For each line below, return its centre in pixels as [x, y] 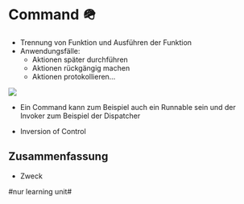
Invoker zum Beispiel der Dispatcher [80, 116]
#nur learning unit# [40, 191]
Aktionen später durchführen [80, 59]
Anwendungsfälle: [50, 51]
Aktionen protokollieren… [74, 76]
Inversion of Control [53, 131]
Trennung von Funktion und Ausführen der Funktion [105, 42]
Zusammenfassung [58, 157]
